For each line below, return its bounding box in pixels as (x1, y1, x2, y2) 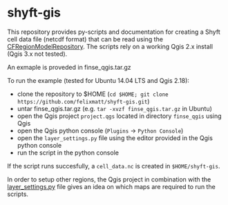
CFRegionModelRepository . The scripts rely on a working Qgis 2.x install (7, 42, 213, 50)
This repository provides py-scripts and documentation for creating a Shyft (7, 28, 220, 36)
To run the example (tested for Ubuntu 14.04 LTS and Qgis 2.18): (7, 76, 190, 84)
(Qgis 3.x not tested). (7, 50, 68, 58)
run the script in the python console (17, 148, 120, 157)
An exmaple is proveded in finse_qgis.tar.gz (7, 63, 131, 71)
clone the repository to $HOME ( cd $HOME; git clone (17, 90, 169, 98)
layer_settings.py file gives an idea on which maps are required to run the (7, 182, 216, 191)
